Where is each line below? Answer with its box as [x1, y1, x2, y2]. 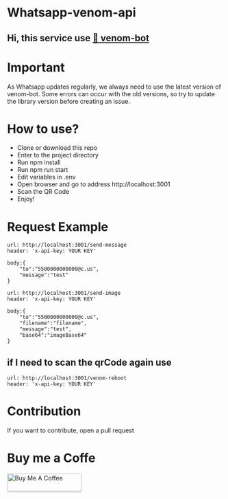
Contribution [7, 403, 81, 419]
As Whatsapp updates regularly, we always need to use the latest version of [7, 82, 221, 91]
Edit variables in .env [16, 173, 77, 181]
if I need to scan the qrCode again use [7, 356, 173, 368]
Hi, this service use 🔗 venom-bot [7, 32, 149, 44]
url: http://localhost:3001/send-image [7, 290, 121, 297]
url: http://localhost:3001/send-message [7, 242, 127, 249]
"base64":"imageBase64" [19, 332, 88, 339]
